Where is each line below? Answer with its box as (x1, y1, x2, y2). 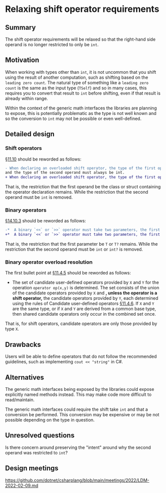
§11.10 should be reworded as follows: (5, 156, 82, 162)
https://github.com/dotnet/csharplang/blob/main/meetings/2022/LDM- (5, 477, 150, 483)
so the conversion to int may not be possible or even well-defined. (5, 115, 142, 121)
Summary (5, 23, 36, 32)
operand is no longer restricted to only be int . (5, 42, 99, 48)
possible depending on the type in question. (5, 417, 95, 423)
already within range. (5, 95, 48, 101)
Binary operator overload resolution (5, 259, 93, 266)
